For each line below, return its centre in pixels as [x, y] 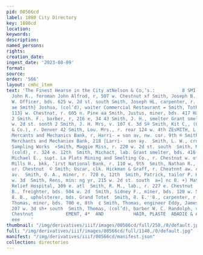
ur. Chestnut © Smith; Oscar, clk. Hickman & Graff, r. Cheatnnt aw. [102, 169]
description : [23, 40]
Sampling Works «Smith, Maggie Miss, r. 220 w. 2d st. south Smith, [102, 147]
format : [16, 68]
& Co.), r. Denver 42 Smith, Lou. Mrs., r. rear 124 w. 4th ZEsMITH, [101, 130]
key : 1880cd [21, 23]
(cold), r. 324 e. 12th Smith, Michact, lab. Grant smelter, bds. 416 [104, 152]
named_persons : [25, 46]
